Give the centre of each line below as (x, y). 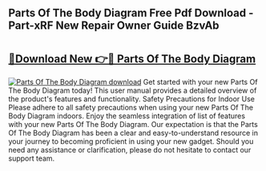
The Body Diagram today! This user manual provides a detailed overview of (133, 90)
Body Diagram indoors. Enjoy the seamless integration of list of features (127, 116)
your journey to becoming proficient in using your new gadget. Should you (131, 141)
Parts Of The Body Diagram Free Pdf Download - (131, 13)
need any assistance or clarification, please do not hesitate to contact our (130, 150)
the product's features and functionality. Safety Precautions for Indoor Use (131, 99)
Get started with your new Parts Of (200, 82)
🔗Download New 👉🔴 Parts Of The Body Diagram (132, 59)
